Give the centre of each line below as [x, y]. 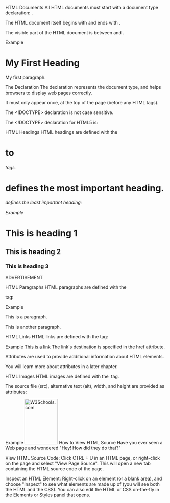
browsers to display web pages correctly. [49, 93]
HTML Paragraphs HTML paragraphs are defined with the [66, 287]
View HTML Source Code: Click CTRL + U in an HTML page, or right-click [83, 458]
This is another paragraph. [33, 327]
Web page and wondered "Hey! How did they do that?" [63, 448]
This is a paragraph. [26, 317]
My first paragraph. [26, 77]
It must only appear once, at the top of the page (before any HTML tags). [82, 102]
